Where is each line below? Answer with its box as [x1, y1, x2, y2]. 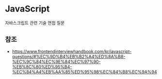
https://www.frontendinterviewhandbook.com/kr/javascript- [12, 48, 132, 54]
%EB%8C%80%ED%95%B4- [12, 64, 72, 69]
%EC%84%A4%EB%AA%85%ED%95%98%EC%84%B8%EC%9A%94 [12, 69, 157, 75]
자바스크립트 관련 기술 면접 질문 [5, 20, 65, 26]
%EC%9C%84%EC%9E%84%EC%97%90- [12, 59, 101, 65]
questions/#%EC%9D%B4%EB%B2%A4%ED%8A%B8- [12, 53, 126, 59]
